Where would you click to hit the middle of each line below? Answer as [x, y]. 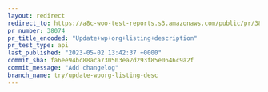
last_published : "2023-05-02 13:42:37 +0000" [84, 53]
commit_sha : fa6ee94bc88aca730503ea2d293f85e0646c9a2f [101, 61]
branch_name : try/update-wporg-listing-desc [83, 75]
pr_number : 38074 [36, 30]
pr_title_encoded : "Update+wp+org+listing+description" [102, 38]
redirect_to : [29, 23]
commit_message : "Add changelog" [63, 68]
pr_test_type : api [38, 46]
